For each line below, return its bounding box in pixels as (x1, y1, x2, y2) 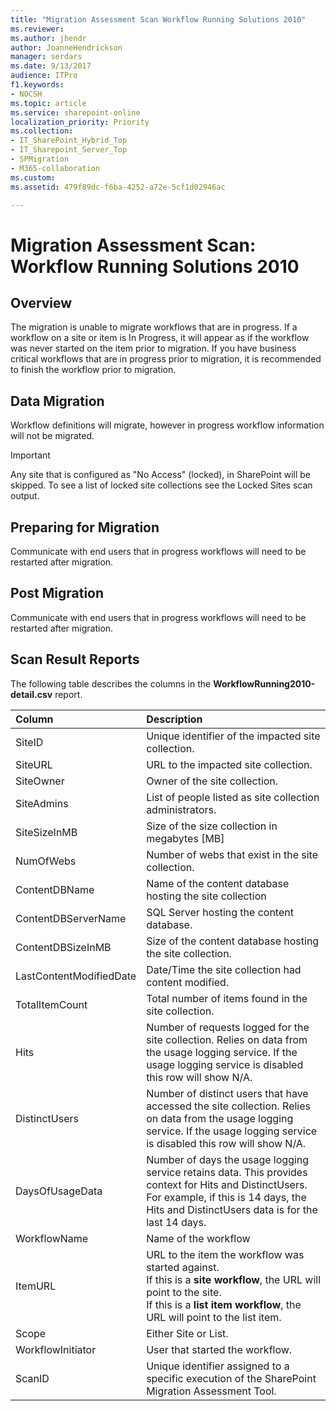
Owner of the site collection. (146, 774, 279, 788)
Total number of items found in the (146, 991, 308, 1005)
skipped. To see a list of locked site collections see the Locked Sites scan (10, 479, 313, 491)
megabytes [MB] (146, 831, 225, 845)
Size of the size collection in (146, 819, 278, 833)
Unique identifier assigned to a (146, 1359, 290, 1373)
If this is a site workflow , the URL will (146, 1272, 322, 1286)
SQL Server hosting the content (146, 905, 294, 919)
